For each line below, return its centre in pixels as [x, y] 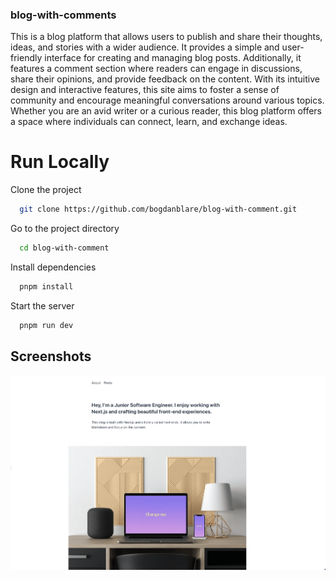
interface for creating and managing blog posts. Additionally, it [173, 58]
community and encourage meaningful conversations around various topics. [167, 100]
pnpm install [46, 286]
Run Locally [60, 162]
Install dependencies [53, 267]
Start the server [42, 305]
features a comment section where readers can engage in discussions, [156, 69]
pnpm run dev [46, 325]
